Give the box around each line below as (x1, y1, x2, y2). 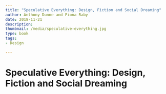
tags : (5, 36, 17, 41)
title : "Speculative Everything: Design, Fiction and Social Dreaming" (5, 7, 161, 13)
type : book (5, 31, 29, 36)
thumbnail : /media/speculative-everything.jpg (5, 26, 107, 32)
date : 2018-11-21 (5, 17, 43, 22)
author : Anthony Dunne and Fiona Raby (5, 12, 88, 17)
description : (5, 21, 33, 27)
